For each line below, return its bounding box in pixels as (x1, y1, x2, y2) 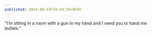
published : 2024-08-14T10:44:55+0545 (4, 7, 82, 12)
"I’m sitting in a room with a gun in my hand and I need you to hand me (4, 20, 148, 26)
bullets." (4, 25, 22, 31)
